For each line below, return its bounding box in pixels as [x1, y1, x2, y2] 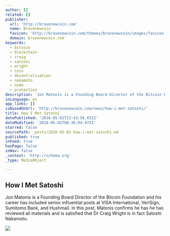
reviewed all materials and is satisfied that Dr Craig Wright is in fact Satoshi [5, 210, 162, 216]
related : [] [5, 12, 30, 17]
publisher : [5, 17, 28, 22]
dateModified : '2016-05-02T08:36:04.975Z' [5, 120, 96, 125]
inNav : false [5, 149, 33, 154]
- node [10, 82, 24, 87]
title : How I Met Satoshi [5, 111, 60, 116]
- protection [10, 87, 37, 92]
